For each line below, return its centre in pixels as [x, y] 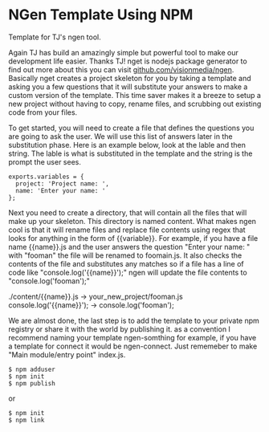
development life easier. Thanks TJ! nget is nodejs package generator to [128, 61]
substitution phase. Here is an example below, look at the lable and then [127, 145]
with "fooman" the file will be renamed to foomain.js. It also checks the [125, 255]
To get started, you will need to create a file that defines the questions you [131, 128]
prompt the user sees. [45, 161]
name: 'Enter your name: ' [61, 190]
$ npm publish [32, 383]
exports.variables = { [46, 177]
